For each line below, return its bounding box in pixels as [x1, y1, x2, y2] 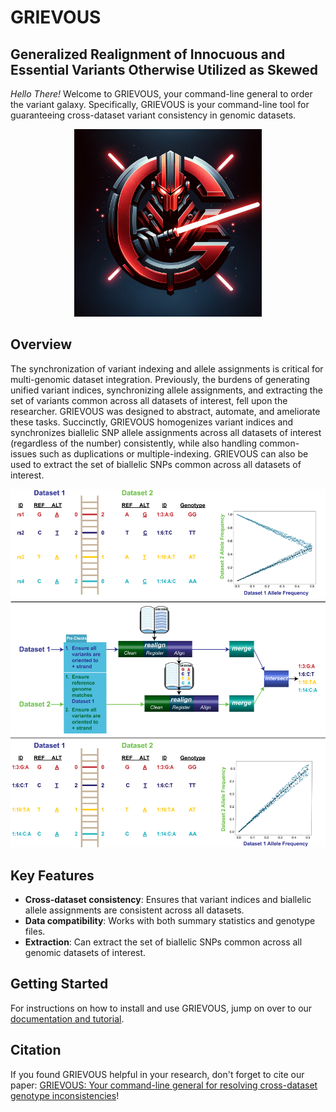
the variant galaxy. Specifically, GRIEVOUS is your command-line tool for [10, 99, 310, 110]
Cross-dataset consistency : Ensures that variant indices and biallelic [24, 894, 312, 906]
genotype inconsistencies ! [10, 1089, 120, 1101]
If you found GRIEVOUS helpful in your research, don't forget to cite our [10, 1068, 305, 1080]
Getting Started [10, 976, 109, 993]
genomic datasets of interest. [24, 947, 147, 959]
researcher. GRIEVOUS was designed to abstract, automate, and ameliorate [10, 405, 321, 417]
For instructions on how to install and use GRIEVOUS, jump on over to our [10, 1002, 313, 1014]
